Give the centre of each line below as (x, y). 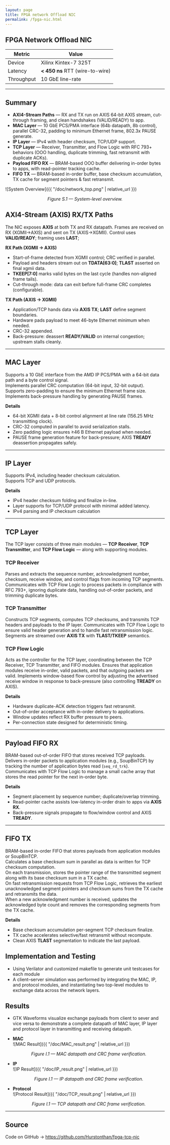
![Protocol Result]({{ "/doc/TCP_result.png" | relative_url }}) (74, 1094)
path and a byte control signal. (37, 380)
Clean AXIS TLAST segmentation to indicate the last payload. (76, 940)
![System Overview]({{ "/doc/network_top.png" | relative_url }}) (71, 189)
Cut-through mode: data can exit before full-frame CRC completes (82, 284)
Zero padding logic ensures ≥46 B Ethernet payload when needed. (82, 432)
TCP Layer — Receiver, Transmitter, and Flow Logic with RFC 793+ (82, 147)
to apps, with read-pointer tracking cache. (57, 168)
